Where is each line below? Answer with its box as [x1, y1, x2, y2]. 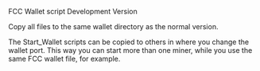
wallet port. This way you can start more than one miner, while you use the [8, 46, 253, 54]
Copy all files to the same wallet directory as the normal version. [8, 22, 219, 31]
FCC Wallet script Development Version [8, 7, 138, 16]
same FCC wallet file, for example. [8, 54, 121, 63]
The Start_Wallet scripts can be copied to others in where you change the [8, 37, 249, 47]
